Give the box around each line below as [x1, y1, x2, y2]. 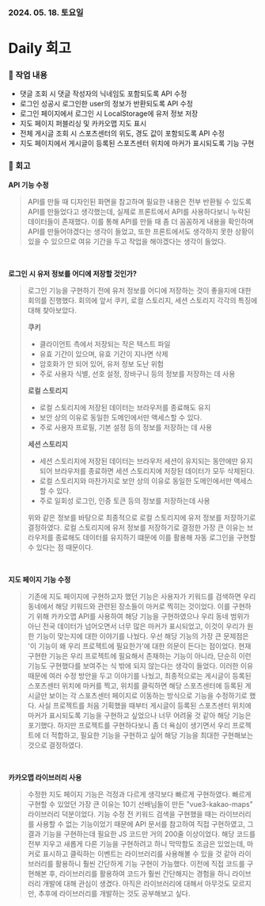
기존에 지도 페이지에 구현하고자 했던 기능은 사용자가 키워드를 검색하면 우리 [27, 591, 256, 601]
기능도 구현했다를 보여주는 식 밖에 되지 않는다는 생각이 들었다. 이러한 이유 [27, 661, 254, 670]
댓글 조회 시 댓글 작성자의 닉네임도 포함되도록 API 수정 [19, 89, 187, 98]
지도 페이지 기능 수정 [8, 574, 71, 584]
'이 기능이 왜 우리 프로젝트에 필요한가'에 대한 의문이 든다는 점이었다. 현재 [27, 641, 252, 651]
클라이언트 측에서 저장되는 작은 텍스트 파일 [39, 339, 172, 348]
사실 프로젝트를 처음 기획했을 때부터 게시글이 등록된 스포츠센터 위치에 [38, 701, 252, 710]
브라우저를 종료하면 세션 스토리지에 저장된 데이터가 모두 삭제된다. [54, 466, 256, 475]
